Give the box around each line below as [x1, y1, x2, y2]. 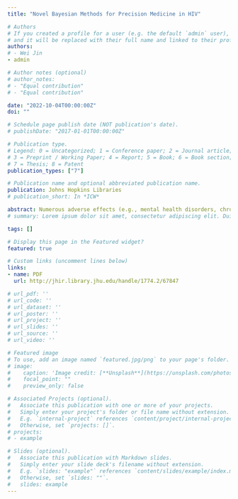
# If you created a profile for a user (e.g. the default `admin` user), [7, 30, 230, 37]
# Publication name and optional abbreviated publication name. [7, 180, 201, 187]
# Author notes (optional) [7, 69, 87, 76]
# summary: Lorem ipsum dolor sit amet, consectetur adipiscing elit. [7, 213, 220, 220]
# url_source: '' [7, 330, 59, 338]
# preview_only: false [7, 382, 84, 390]
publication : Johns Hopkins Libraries [7, 186, 122, 194]
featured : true [7, 245, 52, 252]
